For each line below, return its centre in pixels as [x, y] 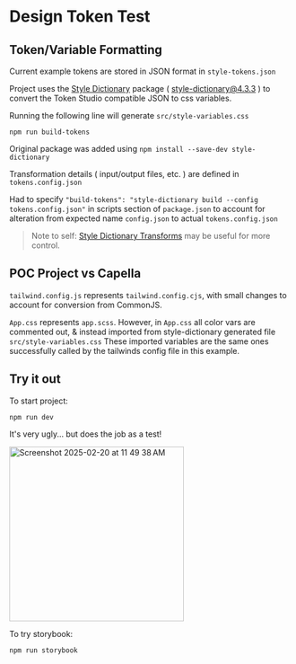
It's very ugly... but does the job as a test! [86, 434]
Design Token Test [80, 17]
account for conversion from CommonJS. [86, 305]
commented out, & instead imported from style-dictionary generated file [143, 332]
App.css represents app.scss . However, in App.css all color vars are [132, 322]
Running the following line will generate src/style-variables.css [129, 115]
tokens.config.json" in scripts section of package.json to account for [138, 209]
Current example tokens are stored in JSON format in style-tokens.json [143, 71]
